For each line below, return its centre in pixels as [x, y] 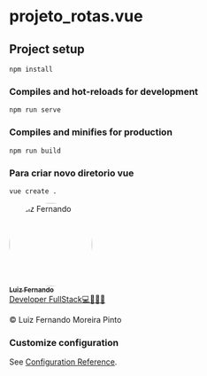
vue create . [33, 191]
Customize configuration [64, 342]
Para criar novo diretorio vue [72, 173]
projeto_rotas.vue [76, 16]
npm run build [35, 151]
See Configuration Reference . [63, 362]
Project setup [47, 49]
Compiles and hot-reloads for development [104, 91]
